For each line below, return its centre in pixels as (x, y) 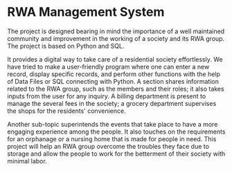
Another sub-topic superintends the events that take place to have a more (113, 124)
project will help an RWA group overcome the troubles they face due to (108, 146)
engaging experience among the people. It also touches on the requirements (116, 132)
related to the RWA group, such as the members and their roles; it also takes (116, 89)
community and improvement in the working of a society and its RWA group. (116, 38)
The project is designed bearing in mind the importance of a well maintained (116, 31)
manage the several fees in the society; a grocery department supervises (112, 103)
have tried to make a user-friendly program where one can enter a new (108, 66)
